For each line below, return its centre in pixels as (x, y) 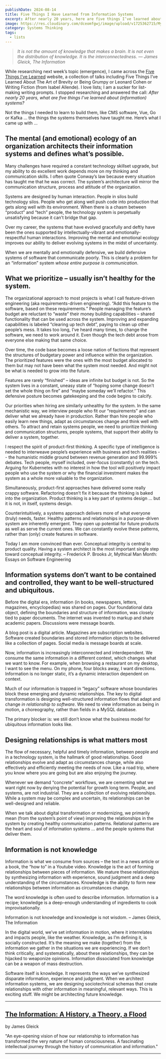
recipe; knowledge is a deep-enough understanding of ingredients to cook (81, 902)
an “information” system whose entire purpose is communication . (72, 263)
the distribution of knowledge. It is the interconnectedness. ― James (87, 56)
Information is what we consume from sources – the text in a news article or (82, 861)
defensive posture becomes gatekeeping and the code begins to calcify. (79, 396)
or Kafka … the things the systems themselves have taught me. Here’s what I (83, 118)
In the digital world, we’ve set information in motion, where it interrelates (79, 932)
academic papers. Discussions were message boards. (60, 623)
